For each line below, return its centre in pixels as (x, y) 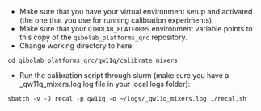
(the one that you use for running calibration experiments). (117, 20)
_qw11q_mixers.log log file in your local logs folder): (105, 84)
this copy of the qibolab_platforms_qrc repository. (103, 37)
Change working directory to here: (76, 46)
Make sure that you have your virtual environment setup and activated (136, 12)
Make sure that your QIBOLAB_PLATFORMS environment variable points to (136, 29)
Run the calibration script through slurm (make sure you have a (124, 75)
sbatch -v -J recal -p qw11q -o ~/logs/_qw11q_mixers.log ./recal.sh (127, 99)
